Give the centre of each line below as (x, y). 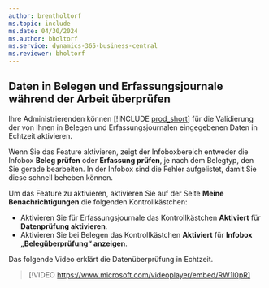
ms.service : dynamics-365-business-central (83, 46)
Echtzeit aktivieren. (41, 135)
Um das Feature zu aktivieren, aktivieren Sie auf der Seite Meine (116, 193)
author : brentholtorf (45, 16)
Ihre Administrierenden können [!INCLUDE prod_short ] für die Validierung (131, 118)
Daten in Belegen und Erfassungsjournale (116, 86)
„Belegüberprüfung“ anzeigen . (74, 243)
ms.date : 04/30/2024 (43, 31)
